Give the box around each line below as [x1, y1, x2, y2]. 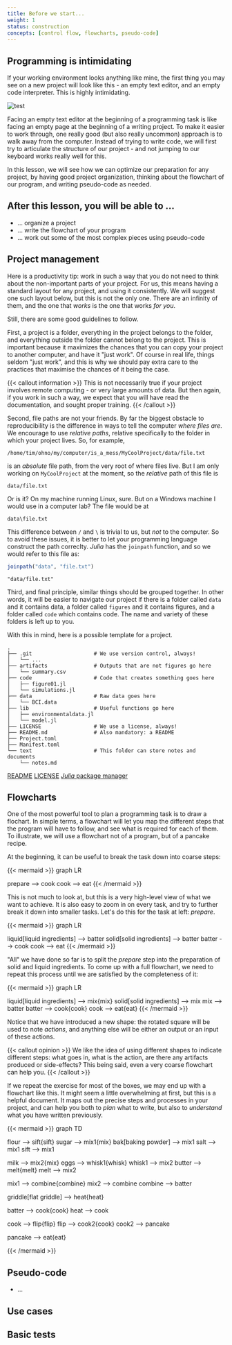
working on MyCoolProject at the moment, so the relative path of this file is [7, 469, 219, 477]
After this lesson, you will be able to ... [7, 200, 175, 212]
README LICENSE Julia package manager [7, 771, 128, 780]
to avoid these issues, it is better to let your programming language [7, 535, 198, 543]
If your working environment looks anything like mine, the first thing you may [7, 73, 226, 82]
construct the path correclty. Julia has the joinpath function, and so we [7, 542, 211, 550]
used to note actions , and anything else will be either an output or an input [7, 1025, 219, 1034]
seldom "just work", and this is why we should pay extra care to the [7, 358, 199, 366]
